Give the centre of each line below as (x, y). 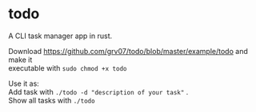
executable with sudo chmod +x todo (68, 68)
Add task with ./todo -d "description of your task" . (98, 91)
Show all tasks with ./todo (52, 100)
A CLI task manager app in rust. (60, 36)
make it (20, 60)
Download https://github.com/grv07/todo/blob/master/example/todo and (128, 51)
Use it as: (24, 83)
